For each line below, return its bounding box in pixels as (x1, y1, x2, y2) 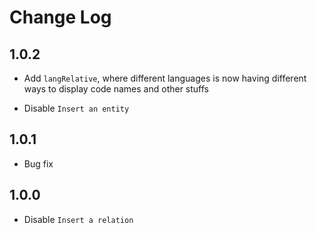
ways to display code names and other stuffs (23, 83, 210, 95)
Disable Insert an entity (23, 102, 130, 114)
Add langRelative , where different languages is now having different (23, 72, 307, 84)
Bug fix (23, 157, 54, 170)
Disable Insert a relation (23, 213, 134, 225)
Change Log (9, 6, 112, 29)
